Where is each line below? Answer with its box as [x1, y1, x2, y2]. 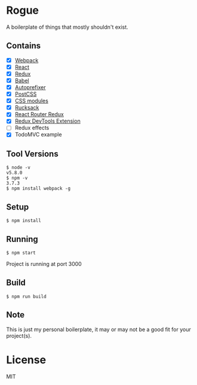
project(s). [6, 332, 32, 339]
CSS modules [14, 97, 49, 105]
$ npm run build [6, 293, 47, 299]
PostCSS [14, 90, 37, 98]
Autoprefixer [14, 84, 46, 90]
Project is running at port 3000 [6, 260, 82, 267]
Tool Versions [6, 148, 59, 159]
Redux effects [14, 124, 50, 132]
